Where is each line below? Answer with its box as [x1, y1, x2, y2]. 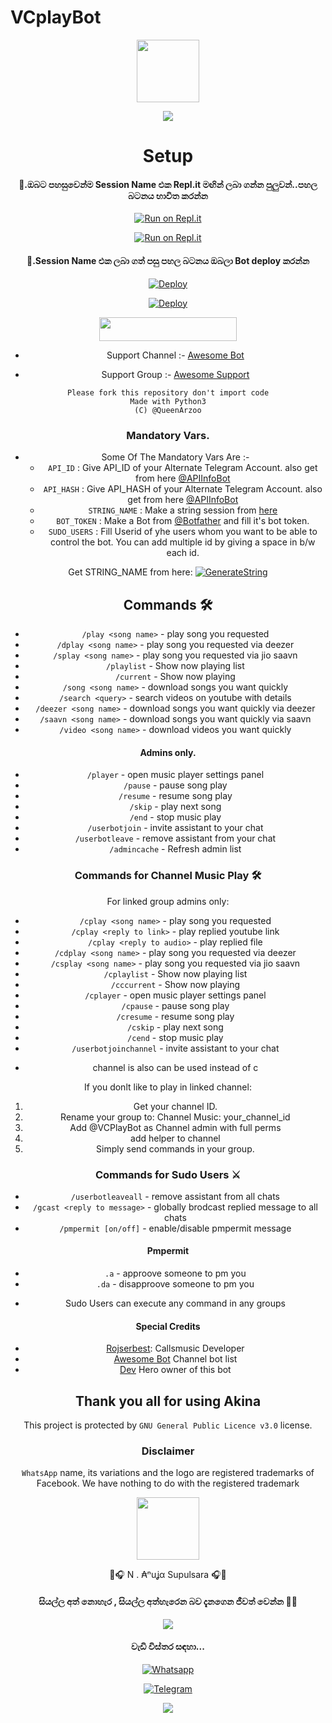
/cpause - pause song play [121, 999, 230, 1011]
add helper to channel [130, 1132, 221, 1144]
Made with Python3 [129, 396, 207, 406]
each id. [166, 547, 200, 559]
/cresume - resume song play [116, 1010, 235, 1022]
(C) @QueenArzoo [134, 405, 202, 415]
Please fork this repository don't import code [66, 387, 270, 398]
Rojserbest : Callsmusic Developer [106, 1342, 245, 1355]
